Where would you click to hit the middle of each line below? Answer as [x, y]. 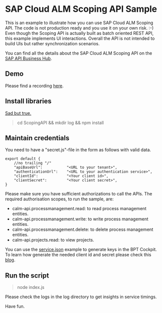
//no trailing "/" [33, 163]
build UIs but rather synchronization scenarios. [52, 43]
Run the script [27, 275]
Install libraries [28, 101]
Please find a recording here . [34, 86]
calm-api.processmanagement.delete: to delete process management [83, 229]
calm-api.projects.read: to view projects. [53, 240]
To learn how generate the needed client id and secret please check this [78, 255]
